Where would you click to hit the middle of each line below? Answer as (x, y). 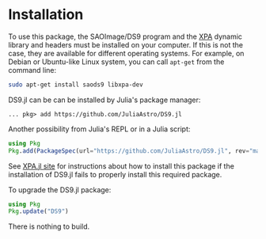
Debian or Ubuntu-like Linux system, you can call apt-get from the (116, 62)
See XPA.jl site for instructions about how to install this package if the (122, 166)
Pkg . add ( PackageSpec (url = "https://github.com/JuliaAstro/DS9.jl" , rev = (129, 151)
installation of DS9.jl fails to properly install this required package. (115, 174)
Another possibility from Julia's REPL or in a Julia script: (99, 129)
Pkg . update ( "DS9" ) (38, 211)
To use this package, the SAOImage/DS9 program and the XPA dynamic (125, 36)
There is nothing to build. (49, 226)
